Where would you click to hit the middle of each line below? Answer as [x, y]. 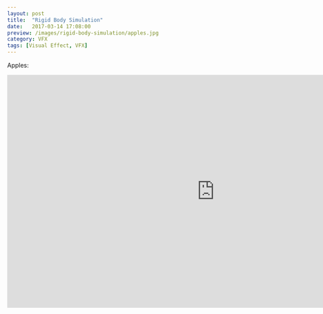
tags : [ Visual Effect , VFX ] [48, 46]
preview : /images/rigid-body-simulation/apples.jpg [83, 33]
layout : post [26, 13]
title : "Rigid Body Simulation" [55, 20]
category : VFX [28, 39]
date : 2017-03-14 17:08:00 [49, 26]
